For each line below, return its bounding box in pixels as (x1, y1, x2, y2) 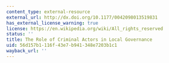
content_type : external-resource (6, 8, 91, 15)
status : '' (6, 31, 34, 37)
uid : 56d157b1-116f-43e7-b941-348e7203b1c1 (6, 43, 118, 49)
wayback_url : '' (6, 48, 47, 54)
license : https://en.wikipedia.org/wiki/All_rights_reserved (6, 25, 164, 32)
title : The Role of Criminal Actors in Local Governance (6, 37, 153, 43)
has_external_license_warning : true (6, 20, 98, 26)
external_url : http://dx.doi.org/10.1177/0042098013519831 (6, 14, 158, 20)
